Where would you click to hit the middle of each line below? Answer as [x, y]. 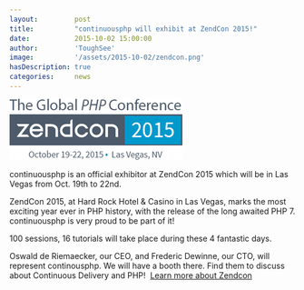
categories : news [50, 77]
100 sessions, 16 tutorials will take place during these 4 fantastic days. [141, 238]
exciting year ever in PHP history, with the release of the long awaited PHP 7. [152, 211]
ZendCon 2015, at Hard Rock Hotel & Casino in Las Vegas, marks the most [148, 201]
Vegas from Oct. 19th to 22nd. [66, 184]
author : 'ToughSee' [63, 48]
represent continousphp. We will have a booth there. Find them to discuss [147, 265]
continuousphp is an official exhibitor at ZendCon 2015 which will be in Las [149, 174]
